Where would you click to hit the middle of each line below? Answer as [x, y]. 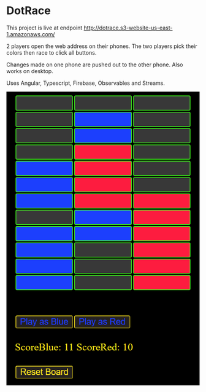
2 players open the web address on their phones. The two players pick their [102, 46]
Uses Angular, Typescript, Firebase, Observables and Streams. [86, 83]
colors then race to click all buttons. [51, 52]
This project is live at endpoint [44, 28]
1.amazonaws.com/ [31, 34]
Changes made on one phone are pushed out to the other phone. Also [95, 65]
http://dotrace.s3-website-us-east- [128, 28]
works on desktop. [30, 71]
